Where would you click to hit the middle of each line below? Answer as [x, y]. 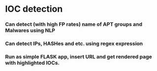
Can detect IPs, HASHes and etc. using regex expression [74, 44]
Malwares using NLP [30, 30]
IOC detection [34, 9]
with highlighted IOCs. [32, 63]
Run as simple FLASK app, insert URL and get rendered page [79, 56]
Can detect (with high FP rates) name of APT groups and [74, 24]
